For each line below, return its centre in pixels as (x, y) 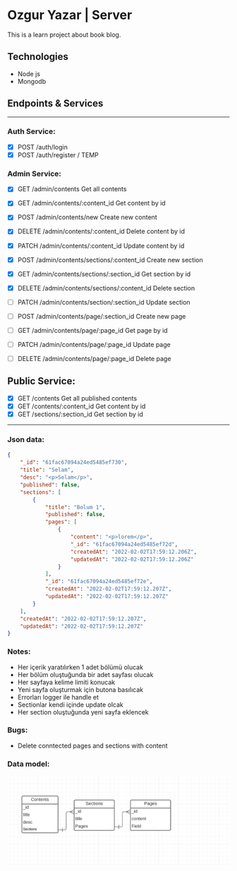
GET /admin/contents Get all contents (72, 189)
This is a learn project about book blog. (64, 35)
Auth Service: (31, 132)
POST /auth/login (43, 147)
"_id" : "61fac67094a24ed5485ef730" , (74, 463)
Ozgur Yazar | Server (70, 15)
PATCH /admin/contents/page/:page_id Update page (94, 344)
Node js (29, 73)
